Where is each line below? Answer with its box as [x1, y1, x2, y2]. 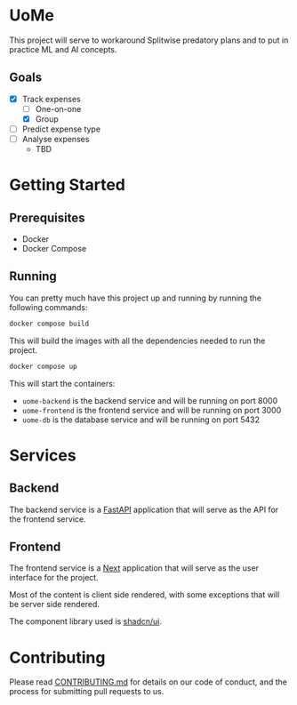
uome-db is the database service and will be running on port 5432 [21, 414, 261, 425]
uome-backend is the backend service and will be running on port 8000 [21, 395, 278, 405]
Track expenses [21, 93, 82, 104]
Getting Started [9, 175, 126, 196]
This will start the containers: [9, 378, 116, 389]
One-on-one [35, 103, 82, 114]
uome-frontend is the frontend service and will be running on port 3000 [21, 405, 282, 415]
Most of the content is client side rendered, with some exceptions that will [9, 589, 280, 600]
